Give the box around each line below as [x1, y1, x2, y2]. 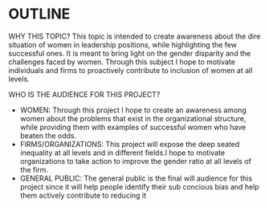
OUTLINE [8, 5, 71, 23]
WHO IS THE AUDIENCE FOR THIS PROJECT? [8, 89, 161, 99]
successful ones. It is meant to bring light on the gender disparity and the [8, 48, 251, 58]
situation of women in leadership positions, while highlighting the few [8, 39, 237, 49]
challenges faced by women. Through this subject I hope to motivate [8, 57, 235, 67]
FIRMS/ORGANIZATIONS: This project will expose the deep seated [19, 139, 240, 149]
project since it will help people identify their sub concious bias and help [19, 181, 259, 191]
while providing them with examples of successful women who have [19, 122, 247, 132]
